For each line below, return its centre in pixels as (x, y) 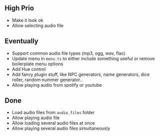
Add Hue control (29, 69)
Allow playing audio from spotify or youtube (57, 85)
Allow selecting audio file (38, 25)
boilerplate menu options (37, 64)
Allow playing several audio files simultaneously (61, 129)
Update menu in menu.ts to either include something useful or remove (83, 58)
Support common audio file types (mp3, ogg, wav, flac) (69, 53)
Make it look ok (27, 20)
